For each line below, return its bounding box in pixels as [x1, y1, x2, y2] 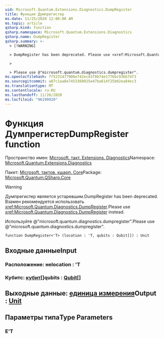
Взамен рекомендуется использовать [5, 199, 84, 205]
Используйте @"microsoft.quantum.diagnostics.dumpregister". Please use [5, 219, 155, 224]
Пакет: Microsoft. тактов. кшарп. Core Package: [5, 169, 102, 176]
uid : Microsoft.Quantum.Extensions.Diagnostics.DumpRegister [5, 7, 132, 12]
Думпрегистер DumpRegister [5, 128, 129, 139]
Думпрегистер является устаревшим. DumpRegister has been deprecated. [5, 194, 159, 199]
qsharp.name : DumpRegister [5, 35, 60, 40]
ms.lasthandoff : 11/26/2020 [5, 92, 62, 98]
